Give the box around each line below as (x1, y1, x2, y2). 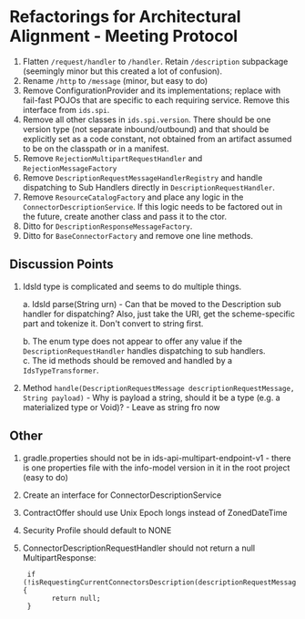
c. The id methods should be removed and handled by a (22, 355, 233, 366)
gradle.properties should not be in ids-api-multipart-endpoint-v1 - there (22, 452, 291, 463)
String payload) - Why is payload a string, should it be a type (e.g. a (22, 392, 280, 403)
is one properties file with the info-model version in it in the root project (22, 462, 290, 473)
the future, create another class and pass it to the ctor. (22, 211, 228, 222)
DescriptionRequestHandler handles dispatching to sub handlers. (22, 345, 266, 356)
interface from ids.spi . (22, 104, 110, 115)
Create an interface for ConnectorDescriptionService (22, 490, 222, 500)
